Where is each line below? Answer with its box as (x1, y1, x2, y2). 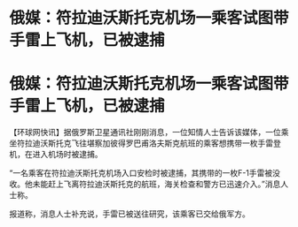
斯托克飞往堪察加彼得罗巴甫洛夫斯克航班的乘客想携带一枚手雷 (47, 138, 273, 148)
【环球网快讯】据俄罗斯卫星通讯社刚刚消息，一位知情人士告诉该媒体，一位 (9, 127, 281, 138)
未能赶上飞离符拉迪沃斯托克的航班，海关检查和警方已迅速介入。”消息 (32, 178, 281, 190)
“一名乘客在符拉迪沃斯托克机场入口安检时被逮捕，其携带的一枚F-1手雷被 (9, 168, 273, 178)
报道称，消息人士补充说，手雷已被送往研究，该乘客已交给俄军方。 (9, 208, 250, 219)
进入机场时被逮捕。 (32, 149, 103, 160)
